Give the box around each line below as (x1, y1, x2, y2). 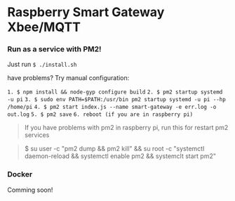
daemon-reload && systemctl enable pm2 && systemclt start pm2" (24, 152, 216, 160)
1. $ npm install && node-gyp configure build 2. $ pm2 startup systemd (7, 89, 223, 96)
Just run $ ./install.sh (7, 60, 77, 69)
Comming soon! (7, 186, 53, 194)
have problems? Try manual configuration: (7, 74, 130, 82)
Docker (7, 169, 33, 179)
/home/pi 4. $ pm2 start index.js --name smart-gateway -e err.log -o (7, 103, 217, 111)
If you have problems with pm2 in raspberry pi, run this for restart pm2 (24, 124, 229, 132)
